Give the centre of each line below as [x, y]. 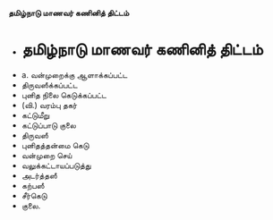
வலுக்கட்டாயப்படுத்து [56, 165]
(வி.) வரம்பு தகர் [49, 105]
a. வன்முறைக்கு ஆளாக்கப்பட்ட [74, 74]
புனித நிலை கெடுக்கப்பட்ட [64, 95]
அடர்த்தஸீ [39, 175]
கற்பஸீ [33, 185]
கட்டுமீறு [35, 114]
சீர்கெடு [34, 195]
